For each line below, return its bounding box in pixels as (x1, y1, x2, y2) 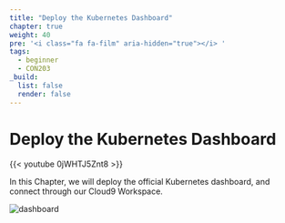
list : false (17, 81, 64, 90)
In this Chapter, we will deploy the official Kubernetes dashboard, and (9, 177, 270, 188)
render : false (17, 89, 71, 98)
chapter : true (9, 22, 64, 31)
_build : (9, 73, 39, 82)
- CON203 (17, 65, 51, 74)
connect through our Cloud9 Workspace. (9, 186, 164, 197)
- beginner (17, 56, 59, 65)
